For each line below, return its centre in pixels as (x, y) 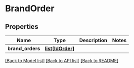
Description (93, 40)
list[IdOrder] (60, 48)
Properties (22, 27)
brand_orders (24, 48)
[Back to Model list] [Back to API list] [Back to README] (62, 61)
